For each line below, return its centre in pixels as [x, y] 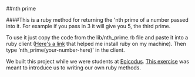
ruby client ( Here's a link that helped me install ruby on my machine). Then [96, 44]
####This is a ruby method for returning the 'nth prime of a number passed [97, 20]
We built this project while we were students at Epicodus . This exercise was [98, 61]
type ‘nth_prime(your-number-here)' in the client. [65, 50]
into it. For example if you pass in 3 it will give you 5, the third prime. [88, 26]
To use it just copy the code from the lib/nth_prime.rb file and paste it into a [97, 37]
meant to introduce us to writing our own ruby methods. [74, 68]
